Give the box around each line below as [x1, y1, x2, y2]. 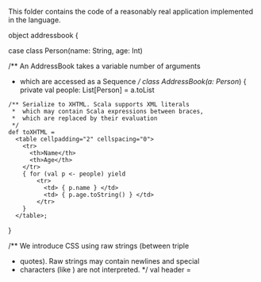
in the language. [8, 15, 61, 25]
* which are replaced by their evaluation [11, 114, 158, 122]
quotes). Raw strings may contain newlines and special [19, 257, 200, 265]
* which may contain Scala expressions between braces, [11, 107, 204, 115]
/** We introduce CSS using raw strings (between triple [8, 241, 190, 250]
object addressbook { [8, 31, 79, 40]
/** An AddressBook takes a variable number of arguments [8, 61, 201, 71]
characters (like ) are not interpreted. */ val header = [19, 265, 192, 274]
